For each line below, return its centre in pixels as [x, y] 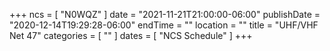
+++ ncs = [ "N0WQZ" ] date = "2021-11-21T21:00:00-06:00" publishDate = [165, 14]
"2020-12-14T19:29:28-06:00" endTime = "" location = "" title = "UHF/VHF [164, 25]
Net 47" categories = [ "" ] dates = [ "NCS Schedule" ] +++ [131, 35]
